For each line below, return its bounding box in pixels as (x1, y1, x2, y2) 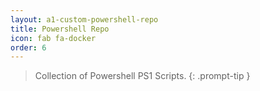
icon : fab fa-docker (10, 33, 97, 43)
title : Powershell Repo (10, 24, 110, 34)
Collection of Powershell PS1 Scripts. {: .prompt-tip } (34, 70, 251, 82)
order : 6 (10, 42, 47, 53)
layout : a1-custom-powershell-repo (10, 14, 159, 25)
